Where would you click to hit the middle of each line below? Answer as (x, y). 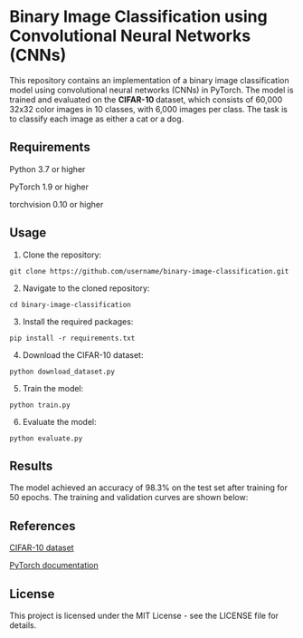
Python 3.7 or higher (47, 169)
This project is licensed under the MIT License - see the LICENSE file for (144, 615)
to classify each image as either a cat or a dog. (97, 119)
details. (23, 625)
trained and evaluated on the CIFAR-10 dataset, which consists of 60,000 (146, 99)
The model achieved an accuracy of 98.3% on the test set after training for (148, 488)
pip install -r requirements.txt (72, 338)
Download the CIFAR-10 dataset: (83, 354)
